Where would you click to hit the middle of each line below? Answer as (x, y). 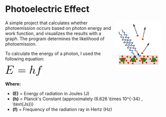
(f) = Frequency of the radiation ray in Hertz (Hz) (62, 109)
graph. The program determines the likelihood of (55, 39)
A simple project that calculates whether (46, 23)
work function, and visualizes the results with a (53, 33)
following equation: (25, 58)
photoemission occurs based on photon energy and (58, 28)
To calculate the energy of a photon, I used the (53, 54)
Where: (13, 84)
